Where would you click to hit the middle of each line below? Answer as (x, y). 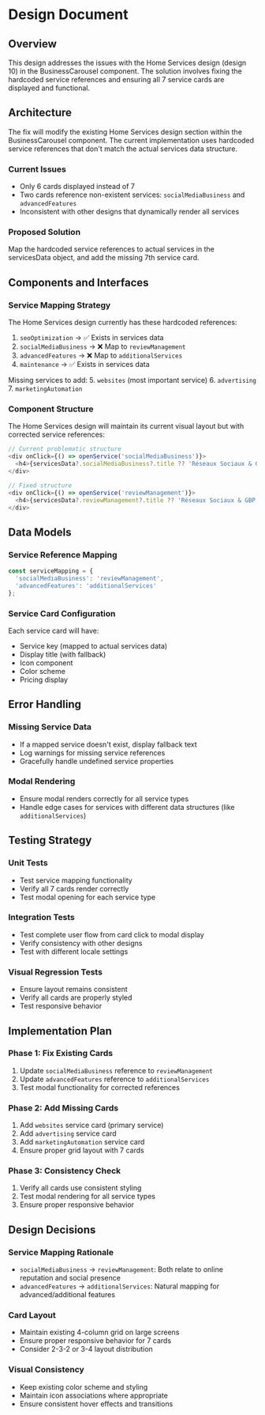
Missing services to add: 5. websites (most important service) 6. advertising (132, 380)
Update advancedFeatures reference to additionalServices (114, 1079)
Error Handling (45, 704)
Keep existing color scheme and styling (84, 1387)
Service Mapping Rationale (61, 1252)
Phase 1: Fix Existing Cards (61, 1054)
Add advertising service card (68, 1133)
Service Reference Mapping (63, 554)
